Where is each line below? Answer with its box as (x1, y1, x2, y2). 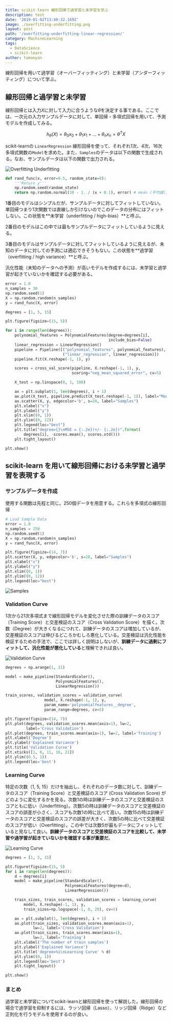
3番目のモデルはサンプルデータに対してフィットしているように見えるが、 (5, 241, 160, 247)
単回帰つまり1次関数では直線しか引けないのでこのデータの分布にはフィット (5, 206, 164, 212)
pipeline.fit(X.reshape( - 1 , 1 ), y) (14, 356, 91, 361)
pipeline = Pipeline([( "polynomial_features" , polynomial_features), (14, 347, 166, 352)
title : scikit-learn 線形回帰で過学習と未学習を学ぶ (5, 7, 109, 13)
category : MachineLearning (5, 36, 63, 41)
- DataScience (10, 46, 40, 51)
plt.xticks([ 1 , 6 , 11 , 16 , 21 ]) (5, 750, 74, 755)
